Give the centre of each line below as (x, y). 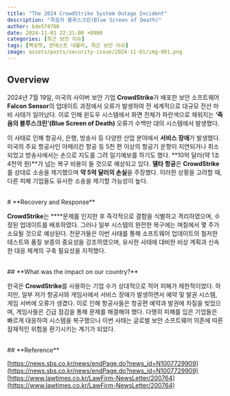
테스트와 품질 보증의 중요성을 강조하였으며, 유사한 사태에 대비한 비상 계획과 (107, 242)
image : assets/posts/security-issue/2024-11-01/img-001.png (95, 52)
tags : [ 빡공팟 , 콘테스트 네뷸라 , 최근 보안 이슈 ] (68, 45)
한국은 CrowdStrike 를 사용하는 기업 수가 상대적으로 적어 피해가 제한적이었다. (111, 286)
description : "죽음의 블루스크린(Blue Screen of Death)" (84, 20)
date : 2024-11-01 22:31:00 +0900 (55, 33)
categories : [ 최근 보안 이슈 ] (46, 39)
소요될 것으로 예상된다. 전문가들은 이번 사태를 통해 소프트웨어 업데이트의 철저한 (113, 233)
